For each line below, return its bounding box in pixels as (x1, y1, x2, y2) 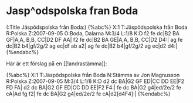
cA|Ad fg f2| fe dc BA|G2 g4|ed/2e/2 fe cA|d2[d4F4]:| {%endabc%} (6, 90, 171, 97)
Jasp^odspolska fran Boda (6, 4, 138, 18)
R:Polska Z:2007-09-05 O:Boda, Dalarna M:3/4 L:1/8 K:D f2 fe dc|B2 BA (6, 29, 180, 36)
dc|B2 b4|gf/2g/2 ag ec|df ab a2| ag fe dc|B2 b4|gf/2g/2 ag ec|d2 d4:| (6, 42, 178, 49)
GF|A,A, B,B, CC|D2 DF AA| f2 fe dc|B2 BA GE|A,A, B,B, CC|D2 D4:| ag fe (6, 36, 183, 43)
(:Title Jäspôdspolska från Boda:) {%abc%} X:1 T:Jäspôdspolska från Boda (6, 24, 188, 31)
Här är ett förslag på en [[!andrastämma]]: (6, 60, 107, 67)
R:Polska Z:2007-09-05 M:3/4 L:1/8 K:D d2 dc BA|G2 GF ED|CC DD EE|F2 (6, 78, 185, 85)
